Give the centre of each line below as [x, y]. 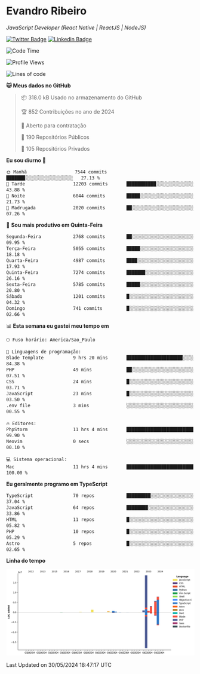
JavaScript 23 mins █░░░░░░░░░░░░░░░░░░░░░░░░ [100, 394]
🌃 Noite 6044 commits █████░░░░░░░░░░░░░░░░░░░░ [100, 196]
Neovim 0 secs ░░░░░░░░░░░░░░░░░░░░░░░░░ [100, 441]
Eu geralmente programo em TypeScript [57, 484]
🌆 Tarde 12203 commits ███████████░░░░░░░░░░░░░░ [100, 184]
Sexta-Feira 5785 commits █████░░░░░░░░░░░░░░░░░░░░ [100, 284]
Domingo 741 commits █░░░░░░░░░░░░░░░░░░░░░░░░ [100, 308]
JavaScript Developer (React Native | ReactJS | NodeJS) [76, 28]
